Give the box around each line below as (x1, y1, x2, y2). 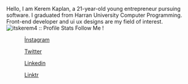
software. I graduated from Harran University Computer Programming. (6, 11, 183, 19)
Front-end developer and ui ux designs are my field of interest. (6, 18, 163, 25)
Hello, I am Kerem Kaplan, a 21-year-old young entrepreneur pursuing (6, 5, 181, 12)
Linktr (24, 71, 39, 78)
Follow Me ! (75, 24, 105, 31)
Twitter (24, 48, 43, 55)
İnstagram (24, 36, 50, 43)
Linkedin (24, 60, 46, 66)
